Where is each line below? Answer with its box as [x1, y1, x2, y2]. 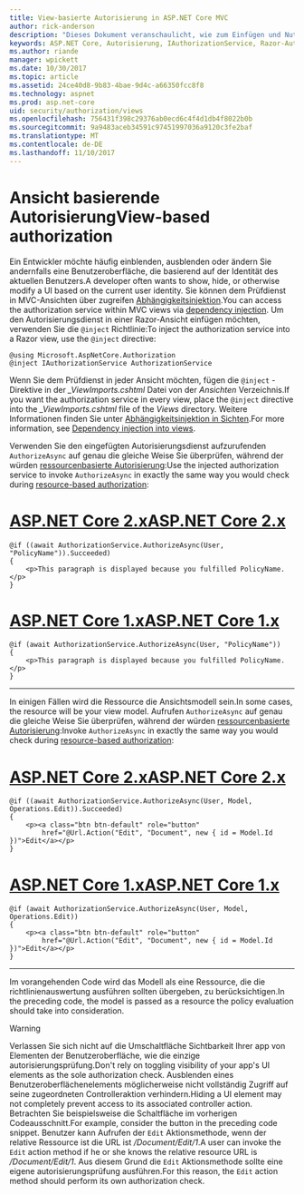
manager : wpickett [9, 55, 79, 64]
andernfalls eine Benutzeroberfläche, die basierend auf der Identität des [9, 265, 279, 277]
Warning [9, 1023, 41, 1034]
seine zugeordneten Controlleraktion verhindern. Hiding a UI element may [9, 1089, 282, 1100]
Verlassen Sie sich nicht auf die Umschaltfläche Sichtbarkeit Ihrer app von [9, 1041, 286, 1052]
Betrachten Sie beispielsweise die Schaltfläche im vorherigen [9, 1108, 238, 1119]
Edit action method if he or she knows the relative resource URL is [9, 1147, 258, 1158]
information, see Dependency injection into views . [9, 423, 196, 434]
